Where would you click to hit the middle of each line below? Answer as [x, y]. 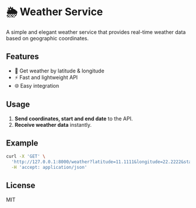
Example [22, 143]
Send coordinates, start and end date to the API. [73, 119]
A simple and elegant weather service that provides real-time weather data [96, 32]
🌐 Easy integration [37, 85]
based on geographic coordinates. [48, 38]
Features [22, 57]
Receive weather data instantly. [53, 124]
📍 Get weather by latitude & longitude [60, 71]
